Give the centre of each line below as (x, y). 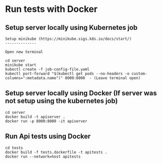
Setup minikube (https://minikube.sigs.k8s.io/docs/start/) (69, 39)
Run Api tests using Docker (48, 136)
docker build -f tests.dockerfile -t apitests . (56, 152)
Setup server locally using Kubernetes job (71, 28)
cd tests (14, 148)
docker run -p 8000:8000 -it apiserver (46, 121)
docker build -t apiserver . (35, 117)
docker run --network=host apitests (43, 157)
